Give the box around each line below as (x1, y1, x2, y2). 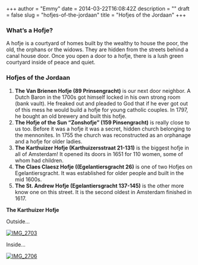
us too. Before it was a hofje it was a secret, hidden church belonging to (14, 125, 191, 132)
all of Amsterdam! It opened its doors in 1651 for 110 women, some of (14, 150, 183, 157)
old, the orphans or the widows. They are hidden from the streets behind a (6, 46, 188, 53)
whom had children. (14, 157, 64, 164)
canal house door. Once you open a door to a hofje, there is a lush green (6, 52, 184, 60)
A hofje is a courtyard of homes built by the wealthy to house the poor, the (6, 40, 188, 47)
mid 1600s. (14, 176, 42, 183)
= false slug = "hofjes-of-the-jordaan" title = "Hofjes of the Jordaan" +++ (6, 11, 186, 18)
